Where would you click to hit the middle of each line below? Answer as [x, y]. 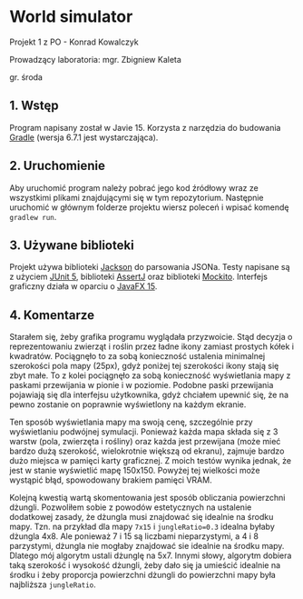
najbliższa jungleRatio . [53, 584]
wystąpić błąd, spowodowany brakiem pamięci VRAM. [111, 480]
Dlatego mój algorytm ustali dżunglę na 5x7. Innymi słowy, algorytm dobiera [151, 555]
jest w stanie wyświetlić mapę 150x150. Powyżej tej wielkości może [135, 471]
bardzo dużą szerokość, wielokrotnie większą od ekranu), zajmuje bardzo [147, 451]
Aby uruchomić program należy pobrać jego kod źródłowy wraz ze [134, 187]
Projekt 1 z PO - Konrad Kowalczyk [74, 42]
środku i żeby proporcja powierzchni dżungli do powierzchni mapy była [143, 575]
